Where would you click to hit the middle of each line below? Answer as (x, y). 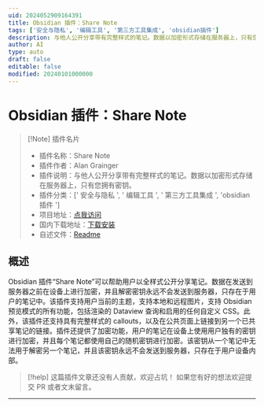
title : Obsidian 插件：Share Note (63, 23)
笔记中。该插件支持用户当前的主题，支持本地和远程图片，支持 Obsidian (137, 302)
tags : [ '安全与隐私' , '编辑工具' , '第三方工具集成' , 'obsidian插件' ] (114, 30)
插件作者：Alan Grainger (79, 165)
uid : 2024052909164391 (45, 15)
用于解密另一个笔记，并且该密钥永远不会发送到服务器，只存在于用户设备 (132, 350)
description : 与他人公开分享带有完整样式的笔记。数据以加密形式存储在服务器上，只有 (130, 37)
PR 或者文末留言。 (66, 387)
